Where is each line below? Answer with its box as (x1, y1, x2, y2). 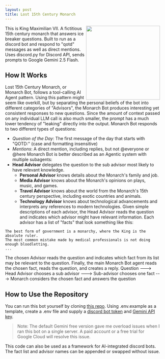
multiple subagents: (12, 156, 53, 163)
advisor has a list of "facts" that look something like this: (19, 219, 134, 225)
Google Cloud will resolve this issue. (17, 334, 91, 340)
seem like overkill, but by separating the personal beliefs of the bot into (5, 100, 149, 106)
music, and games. (19, 183, 58, 189)
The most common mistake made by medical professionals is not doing (5, 238, 151, 243)
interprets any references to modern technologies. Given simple (19, 204, 149, 210)
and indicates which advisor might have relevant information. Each (19, 214, 155, 220)
